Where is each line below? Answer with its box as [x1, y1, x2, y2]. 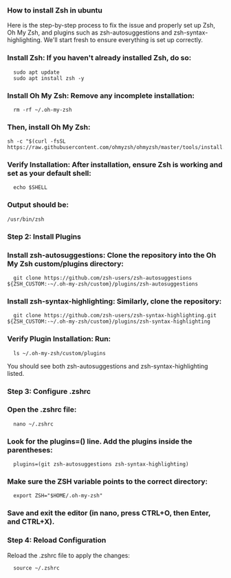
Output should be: [7, 200, 69, 210]
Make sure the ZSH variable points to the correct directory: [7, 477, 208, 486]
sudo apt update [13, 68, 60, 76]
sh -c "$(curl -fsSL [7, 138, 67, 145]
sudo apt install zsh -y [13, 74, 85, 81]
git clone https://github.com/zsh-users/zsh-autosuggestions [13, 275, 192, 281]
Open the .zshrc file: [7, 405, 77, 415]
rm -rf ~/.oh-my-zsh [13, 106, 72, 113]
